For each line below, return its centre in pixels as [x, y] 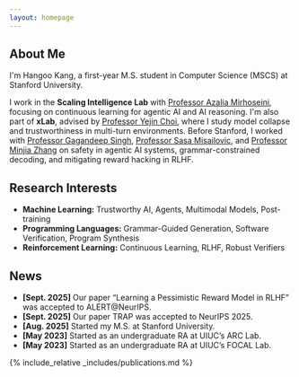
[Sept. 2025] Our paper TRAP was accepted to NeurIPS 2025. [137, 317]
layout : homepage [42, 18]
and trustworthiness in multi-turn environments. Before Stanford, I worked [146, 131]
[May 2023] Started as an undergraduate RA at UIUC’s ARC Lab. [142, 336]
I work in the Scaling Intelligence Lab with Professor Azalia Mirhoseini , [141, 102]
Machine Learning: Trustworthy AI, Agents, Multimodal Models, [140, 210]
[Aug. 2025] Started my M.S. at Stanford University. [119, 326]
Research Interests [63, 188]
